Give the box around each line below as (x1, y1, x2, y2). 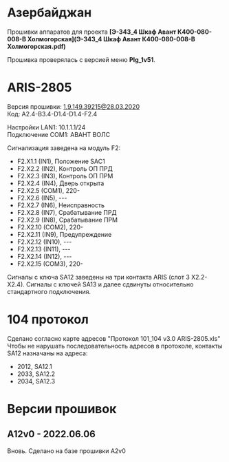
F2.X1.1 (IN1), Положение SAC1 (17, 157, 105, 165)
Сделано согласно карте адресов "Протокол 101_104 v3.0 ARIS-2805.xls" (7, 334, 221, 342)
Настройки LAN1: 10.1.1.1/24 (7, 123, 86, 132)
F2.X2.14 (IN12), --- (17, 252, 72, 260)
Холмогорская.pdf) (7, 42, 67, 50)
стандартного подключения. (7, 287, 91, 295)
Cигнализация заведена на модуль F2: (7, 143, 121, 152)
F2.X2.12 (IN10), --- (17, 238, 72, 246)
